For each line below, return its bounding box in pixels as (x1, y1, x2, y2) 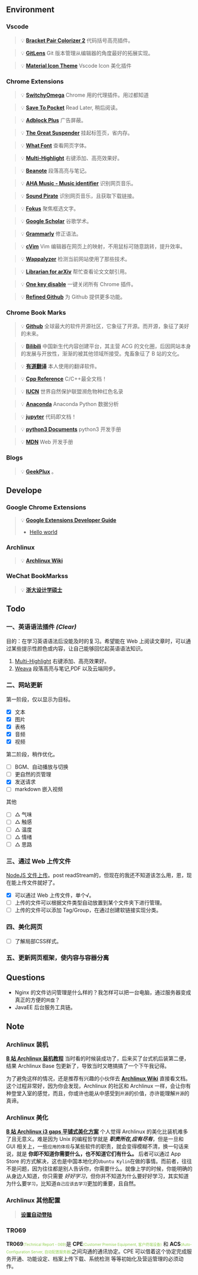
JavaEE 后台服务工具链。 (14, 1004, 76, 1011)
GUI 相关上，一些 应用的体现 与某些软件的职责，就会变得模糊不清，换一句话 (6, 1143, 184, 1150)
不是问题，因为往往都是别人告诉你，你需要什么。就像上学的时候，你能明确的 (6, 1165, 193, 1172)
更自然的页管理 (14, 771, 51, 778)
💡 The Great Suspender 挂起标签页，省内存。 (20, 129, 133, 136)
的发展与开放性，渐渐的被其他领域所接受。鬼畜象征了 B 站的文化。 (20, 350, 183, 357)
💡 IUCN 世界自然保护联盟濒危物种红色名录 (20, 388, 124, 395)
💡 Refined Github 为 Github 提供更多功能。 (20, 293, 126, 300)
